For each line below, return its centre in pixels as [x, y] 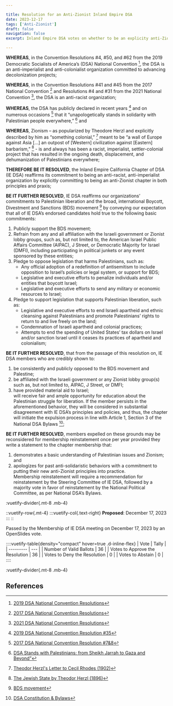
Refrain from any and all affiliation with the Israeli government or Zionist [89, 234]
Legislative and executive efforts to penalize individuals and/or [87, 277]
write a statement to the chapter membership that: [59, 445]
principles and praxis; [29, 186]
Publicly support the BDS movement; [52, 228]
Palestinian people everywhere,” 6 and [46, 120]
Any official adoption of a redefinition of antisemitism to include [88, 266]
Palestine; [24, 374]
